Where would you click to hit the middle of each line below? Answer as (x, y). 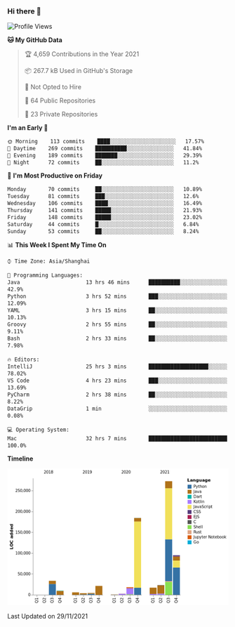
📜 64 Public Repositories (60, 100)
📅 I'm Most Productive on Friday (55, 176)
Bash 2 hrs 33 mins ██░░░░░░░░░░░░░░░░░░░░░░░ (117, 339)
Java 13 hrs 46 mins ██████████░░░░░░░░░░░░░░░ (117, 283)
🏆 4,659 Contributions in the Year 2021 (82, 54)
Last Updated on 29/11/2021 (48, 616)
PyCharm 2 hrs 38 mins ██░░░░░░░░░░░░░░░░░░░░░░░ (117, 395)
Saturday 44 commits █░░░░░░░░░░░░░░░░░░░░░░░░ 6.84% (103, 225)
